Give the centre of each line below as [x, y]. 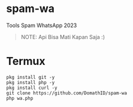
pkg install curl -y [32, 88]
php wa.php [20, 98]
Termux [26, 61]
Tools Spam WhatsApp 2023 [42, 25]
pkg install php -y [31, 82]
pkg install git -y [31, 77]
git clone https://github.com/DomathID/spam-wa [67, 93]
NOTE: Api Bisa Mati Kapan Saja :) [63, 37]
